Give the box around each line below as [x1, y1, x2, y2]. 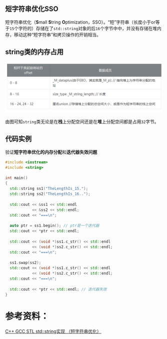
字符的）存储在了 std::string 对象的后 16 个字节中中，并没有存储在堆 [18, 25, 157, 31]
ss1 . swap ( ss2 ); [9, 260, 41, 265]
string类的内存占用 [5, 48, 64, 56]
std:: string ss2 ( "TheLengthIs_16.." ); [9, 191, 91, 197]
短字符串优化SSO [5, 5, 58, 14]
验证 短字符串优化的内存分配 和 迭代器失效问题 [5, 149, 97, 155]
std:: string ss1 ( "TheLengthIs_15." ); [9, 186, 88, 191]
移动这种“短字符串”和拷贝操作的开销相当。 [13, 32, 101, 38]
